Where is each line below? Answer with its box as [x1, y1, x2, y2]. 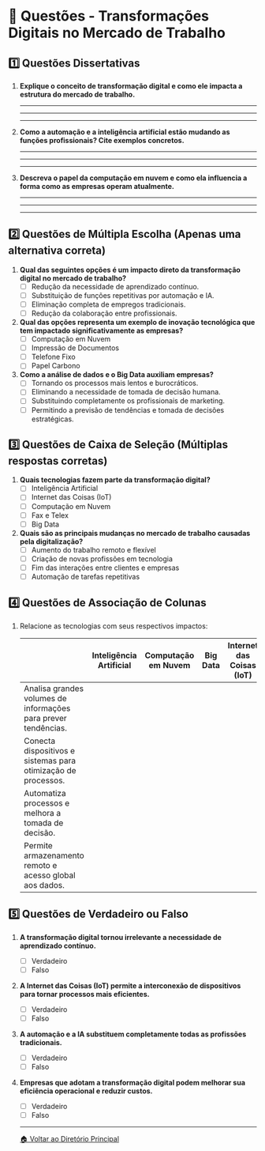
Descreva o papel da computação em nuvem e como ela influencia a [19, 173, 248, 183]
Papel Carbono [31, 361, 80, 371]
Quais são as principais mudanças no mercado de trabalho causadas [19, 528, 251, 538]
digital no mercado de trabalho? [19, 273, 127, 283]
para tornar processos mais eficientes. [19, 989, 150, 998]
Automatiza [23, 787, 66, 798]
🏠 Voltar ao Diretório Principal [19, 1134, 120, 1144]
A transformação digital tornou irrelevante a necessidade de [19, 932, 222, 942]
